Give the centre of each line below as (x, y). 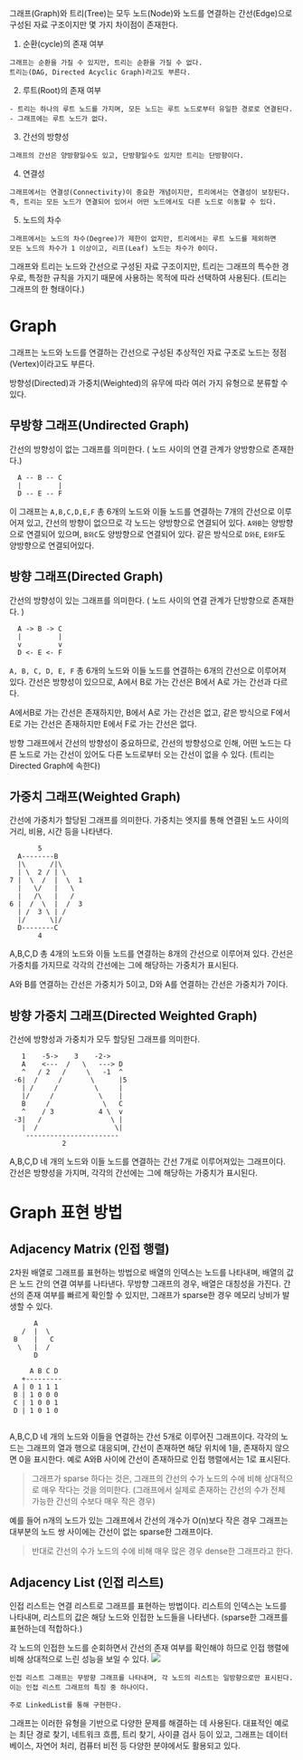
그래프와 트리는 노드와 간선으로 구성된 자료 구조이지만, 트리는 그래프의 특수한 (145, 266)
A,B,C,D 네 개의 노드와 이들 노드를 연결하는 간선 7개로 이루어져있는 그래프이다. (148, 1161)
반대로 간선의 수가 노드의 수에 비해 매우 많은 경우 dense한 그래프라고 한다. (162, 1551)
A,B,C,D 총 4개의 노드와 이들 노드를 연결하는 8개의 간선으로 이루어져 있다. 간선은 (151, 954)
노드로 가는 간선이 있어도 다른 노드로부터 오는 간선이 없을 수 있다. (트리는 (147, 754)
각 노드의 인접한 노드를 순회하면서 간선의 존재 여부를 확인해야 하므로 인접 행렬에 (149, 1648)
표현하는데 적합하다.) (46, 1628)
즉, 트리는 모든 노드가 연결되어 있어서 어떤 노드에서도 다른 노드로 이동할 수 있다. (143, 202)
